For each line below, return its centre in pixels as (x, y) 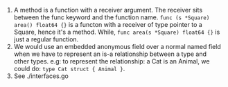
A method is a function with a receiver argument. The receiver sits (108, 10)
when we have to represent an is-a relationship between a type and (110, 54)
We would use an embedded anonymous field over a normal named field (117, 47)
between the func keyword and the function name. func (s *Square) (112, 17)
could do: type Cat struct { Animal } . (69, 69)
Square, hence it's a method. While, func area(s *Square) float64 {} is (117, 32)
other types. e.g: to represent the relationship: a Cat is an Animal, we (112, 61)
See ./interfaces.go (41, 76)
